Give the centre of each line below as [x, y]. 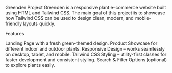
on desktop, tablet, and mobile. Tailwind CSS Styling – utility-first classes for [86, 54]
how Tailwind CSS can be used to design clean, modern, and [70, 18]
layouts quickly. [39, 23]
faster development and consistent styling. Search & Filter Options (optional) [86, 60]
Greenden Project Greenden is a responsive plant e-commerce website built [86, 7]
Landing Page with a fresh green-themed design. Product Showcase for [81, 43]
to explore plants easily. [30, 65]
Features [15, 33]
